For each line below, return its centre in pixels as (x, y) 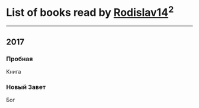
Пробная (20, 59)
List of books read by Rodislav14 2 (90, 12)
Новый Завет (26, 87)
